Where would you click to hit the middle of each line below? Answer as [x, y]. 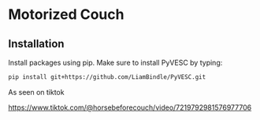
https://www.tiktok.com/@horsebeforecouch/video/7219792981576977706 [130, 107]
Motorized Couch [66, 15]
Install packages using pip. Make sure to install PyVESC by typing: [115, 62]
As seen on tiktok [36, 92]
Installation [36, 44]
